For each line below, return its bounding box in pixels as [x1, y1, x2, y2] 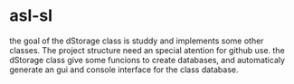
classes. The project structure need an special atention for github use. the [9, 44, 285, 55]
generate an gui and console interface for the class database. [9, 64, 239, 75]
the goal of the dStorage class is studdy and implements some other [9, 35, 264, 46]
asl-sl [9, 5, 52, 26]
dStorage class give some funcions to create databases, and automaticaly [9, 54, 286, 65]
